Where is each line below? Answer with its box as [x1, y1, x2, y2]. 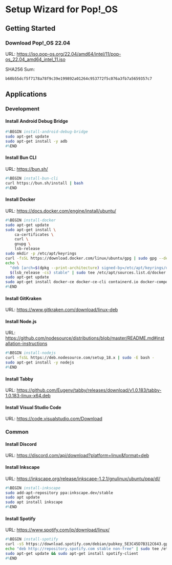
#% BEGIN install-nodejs [5, 350, 56, 356]
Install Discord [5, 441, 37, 447]
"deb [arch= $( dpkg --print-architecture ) [10, 265, 100, 270]
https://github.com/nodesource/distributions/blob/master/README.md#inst [5, 335, 165, 341]
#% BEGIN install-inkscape [5, 485, 60, 490]
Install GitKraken [5, 295, 42, 301]
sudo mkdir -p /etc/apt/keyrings [5, 251, 77, 256]
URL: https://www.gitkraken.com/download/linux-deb [5, 307, 118, 313]
